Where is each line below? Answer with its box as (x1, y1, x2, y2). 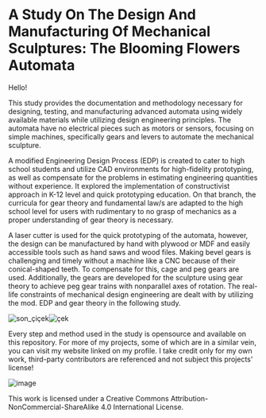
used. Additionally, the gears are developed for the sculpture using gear (8, 272, 244, 282)
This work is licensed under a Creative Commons (8, 393, 169, 403)
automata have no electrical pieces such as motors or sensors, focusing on (8, 123, 254, 133)
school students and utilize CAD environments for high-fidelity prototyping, (8, 164, 254, 174)
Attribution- (170, 393, 209, 403)
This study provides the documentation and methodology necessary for (8, 98, 244, 107)
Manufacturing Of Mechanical (8, 22, 210, 41)
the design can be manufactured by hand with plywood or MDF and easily (8, 239, 250, 248)
